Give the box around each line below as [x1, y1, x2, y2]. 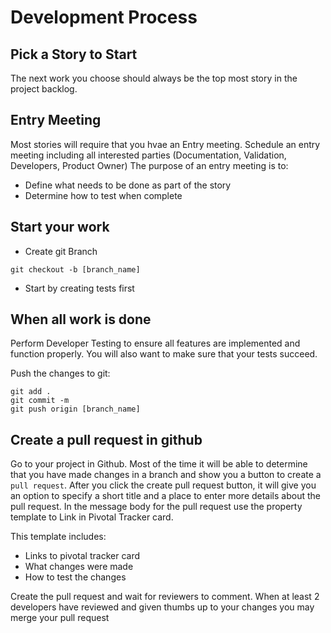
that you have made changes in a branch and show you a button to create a [10, 469, 322, 481]
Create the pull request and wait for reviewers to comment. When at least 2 [10, 591, 320, 603]
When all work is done [10, 311, 152, 328]
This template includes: [10, 531, 107, 543]
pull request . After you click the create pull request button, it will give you [10, 479, 317, 491]
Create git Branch [24, 245, 98, 257]
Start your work [10, 219, 110, 236]
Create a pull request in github [10, 431, 203, 448]
